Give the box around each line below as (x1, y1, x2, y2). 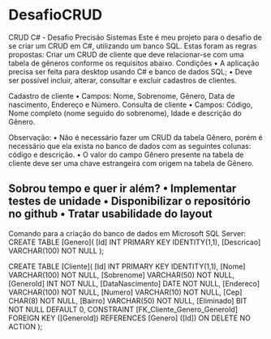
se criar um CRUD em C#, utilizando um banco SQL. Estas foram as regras (8, 40, 257, 50)
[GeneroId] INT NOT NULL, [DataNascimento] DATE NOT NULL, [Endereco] (8, 278, 260, 288)
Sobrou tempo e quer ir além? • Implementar (8, 182, 237, 196)
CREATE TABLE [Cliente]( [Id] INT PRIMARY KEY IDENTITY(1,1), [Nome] (8, 261, 246, 271)
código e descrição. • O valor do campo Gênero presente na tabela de (8, 150, 244, 159)
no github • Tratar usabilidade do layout (8, 207, 213, 221)
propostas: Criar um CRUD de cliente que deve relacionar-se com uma (8, 49, 245, 59)
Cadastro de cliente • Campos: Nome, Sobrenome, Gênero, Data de (8, 91, 235, 100)
